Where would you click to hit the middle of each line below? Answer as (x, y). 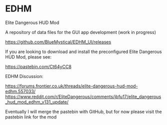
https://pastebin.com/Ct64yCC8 (38, 66)
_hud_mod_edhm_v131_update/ (37, 102)
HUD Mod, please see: (28, 57)
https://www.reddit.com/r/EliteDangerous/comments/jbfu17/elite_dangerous (83, 96)
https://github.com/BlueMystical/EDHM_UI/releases (58, 42)
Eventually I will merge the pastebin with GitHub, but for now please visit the (83, 111)
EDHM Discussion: (24, 76)
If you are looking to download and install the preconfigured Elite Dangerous (83, 51)
